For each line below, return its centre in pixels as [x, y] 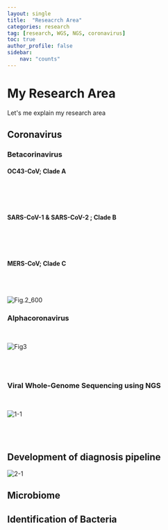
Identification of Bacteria [62, 519]
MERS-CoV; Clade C [37, 263]
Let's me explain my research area [57, 113]
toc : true [22, 40]
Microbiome [34, 496]
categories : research [39, 26]
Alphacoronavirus [38, 318]
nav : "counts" [40, 59]
